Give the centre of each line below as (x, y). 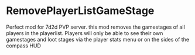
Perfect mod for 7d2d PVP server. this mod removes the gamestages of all (96, 27)
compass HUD (23, 46)
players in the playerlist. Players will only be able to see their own (85, 33)
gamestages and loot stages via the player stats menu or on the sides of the (97, 39)
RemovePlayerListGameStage (80, 11)
